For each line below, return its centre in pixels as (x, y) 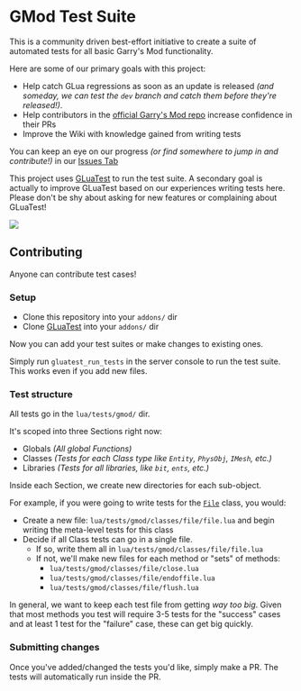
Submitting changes (55, 648)
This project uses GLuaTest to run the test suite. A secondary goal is (136, 178)
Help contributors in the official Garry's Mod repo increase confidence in (157, 114)
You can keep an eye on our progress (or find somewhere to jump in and (144, 151)
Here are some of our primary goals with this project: (108, 68)
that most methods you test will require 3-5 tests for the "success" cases (145, 614)
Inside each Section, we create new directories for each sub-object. (136, 486)
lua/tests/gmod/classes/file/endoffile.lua (132, 578)
